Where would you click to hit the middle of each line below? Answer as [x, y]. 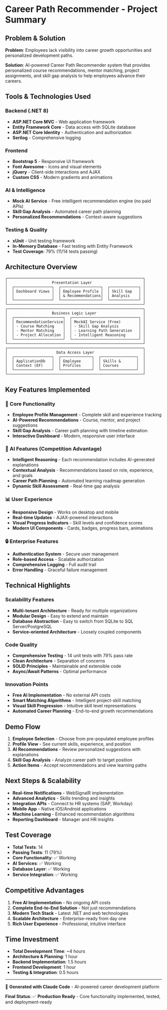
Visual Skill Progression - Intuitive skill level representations [74, 706]
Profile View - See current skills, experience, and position [72, 744]
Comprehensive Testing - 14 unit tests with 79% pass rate [73, 655]
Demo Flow [23, 727]
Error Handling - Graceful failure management [60, 570]
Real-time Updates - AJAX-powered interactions [63, 517]
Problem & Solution [35, 38]
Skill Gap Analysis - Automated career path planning [67, 212]
